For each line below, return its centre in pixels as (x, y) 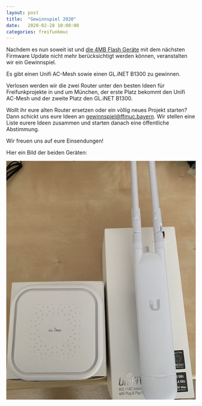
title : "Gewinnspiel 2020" (41, 19)
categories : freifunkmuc (37, 32)
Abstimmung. (23, 129)
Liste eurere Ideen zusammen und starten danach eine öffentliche (88, 123)
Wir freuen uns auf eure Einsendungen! (55, 141)
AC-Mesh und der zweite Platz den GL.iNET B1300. (70, 99)
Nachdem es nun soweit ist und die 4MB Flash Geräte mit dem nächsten (96, 50)
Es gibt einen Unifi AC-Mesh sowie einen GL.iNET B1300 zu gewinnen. (93, 74)
